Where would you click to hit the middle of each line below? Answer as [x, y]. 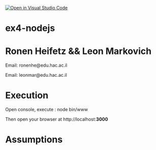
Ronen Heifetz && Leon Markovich [79, 51]
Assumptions [34, 140]
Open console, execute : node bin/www [47, 110]
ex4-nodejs [30, 28]
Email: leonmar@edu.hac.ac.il [36, 75]
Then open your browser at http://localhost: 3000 [57, 119]
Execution [27, 95]
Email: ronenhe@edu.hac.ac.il [36, 65]
